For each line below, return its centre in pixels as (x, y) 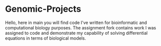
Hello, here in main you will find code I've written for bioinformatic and (76, 23)
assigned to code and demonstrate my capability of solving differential (77, 33)
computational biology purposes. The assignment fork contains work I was (80, 27)
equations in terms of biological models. (46, 38)
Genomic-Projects (43, 9)
